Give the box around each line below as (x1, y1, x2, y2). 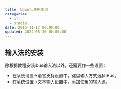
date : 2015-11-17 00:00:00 (5, 25, 60, 30)
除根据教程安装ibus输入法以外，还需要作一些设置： (5, 62, 107, 68)
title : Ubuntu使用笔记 (5, 7, 48, 12)
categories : (5, 12, 29, 16)
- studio (9, 20, 27, 26)
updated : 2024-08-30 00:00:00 (5, 30, 67, 34)
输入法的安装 (5, 49, 44, 57)
